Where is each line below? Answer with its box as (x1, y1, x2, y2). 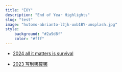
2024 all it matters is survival (12, 50, 74, 57)
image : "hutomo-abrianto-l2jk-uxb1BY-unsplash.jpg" (5, 22, 117, 27)
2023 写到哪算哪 (12, 61, 48, 67)
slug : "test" (5, 17, 33, 22)
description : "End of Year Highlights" (5, 12, 90, 17)
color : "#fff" (14, 37, 44, 42)
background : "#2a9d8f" (14, 31, 63, 37)
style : (5, 27, 19, 32)
